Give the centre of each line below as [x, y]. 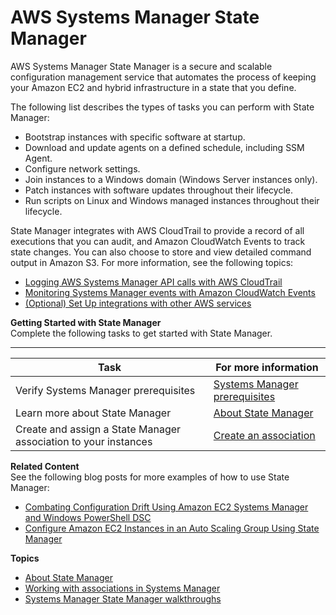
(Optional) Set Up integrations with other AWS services [138, 303]
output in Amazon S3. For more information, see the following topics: [152, 262]
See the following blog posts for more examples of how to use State [150, 477]
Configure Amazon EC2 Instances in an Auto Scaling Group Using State [172, 528]
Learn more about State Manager [93, 413]
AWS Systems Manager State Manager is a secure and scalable [141, 66]
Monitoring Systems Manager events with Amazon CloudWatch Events [170, 292]
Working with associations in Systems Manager [122, 588]
